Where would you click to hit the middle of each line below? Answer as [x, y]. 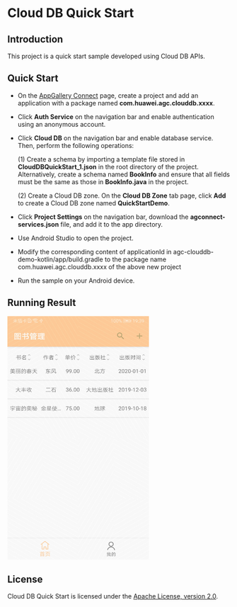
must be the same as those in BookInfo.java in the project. [103, 181]
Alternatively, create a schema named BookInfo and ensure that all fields [123, 174]
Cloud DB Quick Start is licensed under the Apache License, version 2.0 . [112, 596]
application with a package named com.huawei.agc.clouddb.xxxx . [116, 103]
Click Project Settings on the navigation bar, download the [103, 217]
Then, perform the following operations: [76, 145]
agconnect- [208, 217]
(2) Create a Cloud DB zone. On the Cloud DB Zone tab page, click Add [122, 195]
